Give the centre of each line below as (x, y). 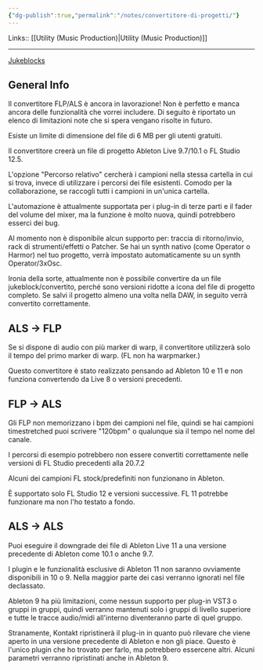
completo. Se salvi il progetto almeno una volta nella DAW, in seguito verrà (128, 295)
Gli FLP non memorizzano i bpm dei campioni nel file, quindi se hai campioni (131, 423)
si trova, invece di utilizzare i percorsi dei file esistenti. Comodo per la (120, 183)
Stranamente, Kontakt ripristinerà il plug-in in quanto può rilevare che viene (129, 632)
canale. (20, 440)
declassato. (27, 585)
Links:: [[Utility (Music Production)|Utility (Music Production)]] (108, 38)
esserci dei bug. (34, 223)
